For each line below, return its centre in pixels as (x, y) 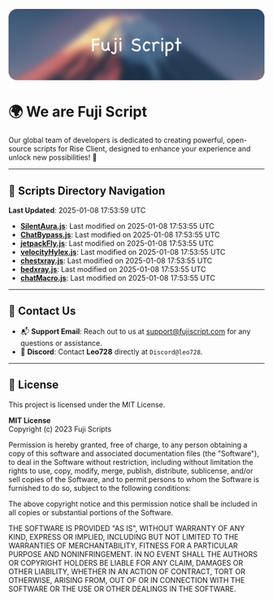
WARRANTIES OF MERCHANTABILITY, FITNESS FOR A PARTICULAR (123, 545)
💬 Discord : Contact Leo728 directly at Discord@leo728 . (111, 352)
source (20, 149)
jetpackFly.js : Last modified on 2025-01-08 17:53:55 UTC (117, 243)
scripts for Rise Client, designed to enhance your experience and (142, 149)
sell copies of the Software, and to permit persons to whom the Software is (134, 479)
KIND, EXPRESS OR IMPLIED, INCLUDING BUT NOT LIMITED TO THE (123, 536)
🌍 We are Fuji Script (78, 112)
